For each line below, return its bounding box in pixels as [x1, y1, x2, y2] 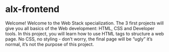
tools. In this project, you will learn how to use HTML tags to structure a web [5, 30, 164, 36]
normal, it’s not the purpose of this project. [5, 41, 94, 47]
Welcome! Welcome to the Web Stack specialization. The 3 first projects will [5, 20, 164, 26]
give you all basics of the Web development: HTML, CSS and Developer [5, 25, 155, 31]
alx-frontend [5, 3, 60, 15]
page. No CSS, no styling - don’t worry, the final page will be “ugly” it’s [5, 36, 153, 42]
